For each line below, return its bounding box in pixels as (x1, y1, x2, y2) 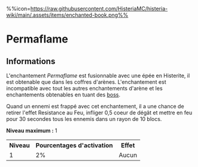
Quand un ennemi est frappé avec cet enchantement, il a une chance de (6, 103, 184, 110)
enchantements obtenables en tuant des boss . (6, 91, 121, 98)
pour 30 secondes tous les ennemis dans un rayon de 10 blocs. (6, 116, 162, 122)
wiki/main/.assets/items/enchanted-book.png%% (6, 11, 129, 19)
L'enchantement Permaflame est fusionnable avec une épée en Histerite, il (6, 72, 190, 79)
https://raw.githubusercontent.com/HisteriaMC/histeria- (30, 5, 168, 12)
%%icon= (6, 5, 31, 12)
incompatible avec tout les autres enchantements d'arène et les (6, 85, 163, 92)
